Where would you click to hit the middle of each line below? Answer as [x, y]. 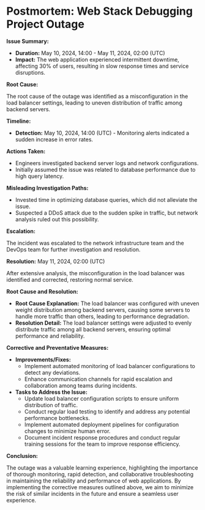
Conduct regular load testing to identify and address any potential [107, 412]
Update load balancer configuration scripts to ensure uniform [102, 398]
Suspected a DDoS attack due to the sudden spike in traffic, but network [106, 213]
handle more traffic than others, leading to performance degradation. [102, 316]
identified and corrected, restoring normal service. [70, 279]
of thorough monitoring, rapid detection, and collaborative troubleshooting [100, 474]
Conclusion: [22, 456]
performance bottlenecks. [57, 418]
